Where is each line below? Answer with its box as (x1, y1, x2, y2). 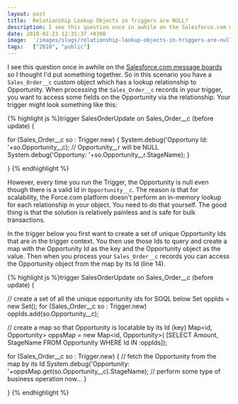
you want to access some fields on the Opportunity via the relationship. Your (7, 93, 231, 101)
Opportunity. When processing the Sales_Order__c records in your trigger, (7, 86, 223, 94)
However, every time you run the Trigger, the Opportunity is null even (7, 178, 209, 186)
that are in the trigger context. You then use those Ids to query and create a (7, 237, 227, 245)
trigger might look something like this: (7, 101, 118, 108)
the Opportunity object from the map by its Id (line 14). (7, 259, 166, 268)
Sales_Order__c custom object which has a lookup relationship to (7, 78, 197, 86)
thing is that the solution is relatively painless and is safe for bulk (7, 208, 196, 216)
